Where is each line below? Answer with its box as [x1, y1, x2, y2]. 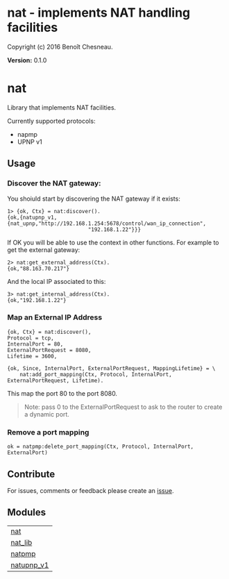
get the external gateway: [7, 245, 80, 254]
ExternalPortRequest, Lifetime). [7, 377, 104, 384]
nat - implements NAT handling [7, 5, 191, 21]
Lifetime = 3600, [7, 353, 58, 360]
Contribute [7, 468, 56, 480]
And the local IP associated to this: [7, 277, 106, 285]
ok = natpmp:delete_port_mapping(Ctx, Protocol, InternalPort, [7, 443, 194, 451]
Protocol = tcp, [7, 335, 54, 342]
